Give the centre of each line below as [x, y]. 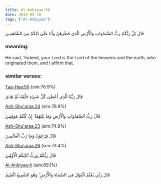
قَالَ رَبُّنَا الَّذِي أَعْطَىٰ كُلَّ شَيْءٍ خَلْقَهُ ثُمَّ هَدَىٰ [44, 97]
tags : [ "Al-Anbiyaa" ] [28, 19]
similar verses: [23, 76]
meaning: [17, 47]
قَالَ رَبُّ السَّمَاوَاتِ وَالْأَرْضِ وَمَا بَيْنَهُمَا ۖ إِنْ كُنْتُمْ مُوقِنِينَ [53, 116]
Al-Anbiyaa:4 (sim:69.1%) [31, 165]
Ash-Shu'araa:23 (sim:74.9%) [36, 126]
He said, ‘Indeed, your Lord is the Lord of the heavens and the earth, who [80, 57]
